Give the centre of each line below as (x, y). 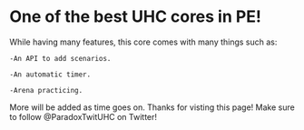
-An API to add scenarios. (60, 58)
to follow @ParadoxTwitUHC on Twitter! (83, 116)
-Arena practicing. (46, 90)
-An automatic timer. (50, 75)
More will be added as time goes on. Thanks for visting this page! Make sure (152, 107)
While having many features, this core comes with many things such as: (143, 42)
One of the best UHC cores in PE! (135, 17)
